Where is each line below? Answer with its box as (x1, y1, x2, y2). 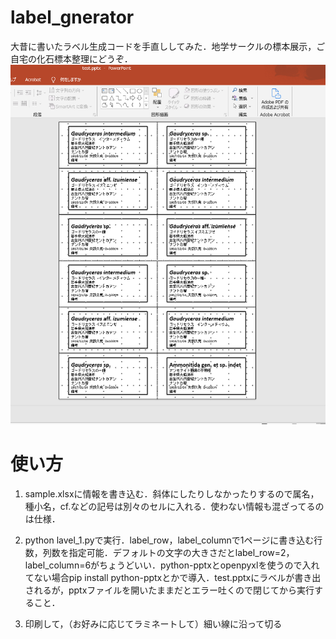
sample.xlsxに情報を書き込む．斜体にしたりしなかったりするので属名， (24, 488, 320, 500)
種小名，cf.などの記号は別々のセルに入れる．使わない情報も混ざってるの (24, 501, 325, 513)
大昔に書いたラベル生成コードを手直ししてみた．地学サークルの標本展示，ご (10, 40, 326, 52)
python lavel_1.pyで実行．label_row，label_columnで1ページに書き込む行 (24, 534, 323, 546)
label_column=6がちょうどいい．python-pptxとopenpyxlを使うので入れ (24, 559, 320, 571)
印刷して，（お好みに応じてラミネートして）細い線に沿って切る (24, 618, 283, 630)
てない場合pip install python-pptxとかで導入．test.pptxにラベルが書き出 (24, 572, 322, 584)
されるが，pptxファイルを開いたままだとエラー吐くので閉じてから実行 (24, 584, 315, 596)
